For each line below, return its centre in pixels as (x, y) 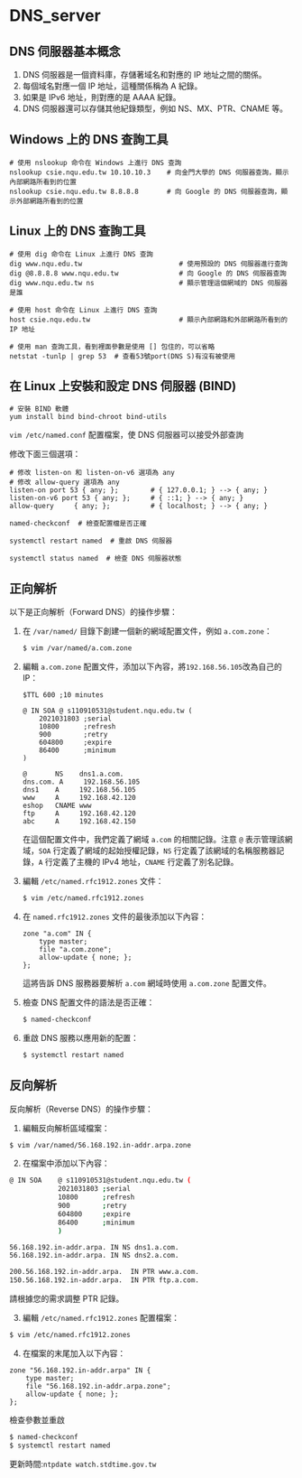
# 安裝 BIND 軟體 (39, 409)
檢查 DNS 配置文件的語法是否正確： (88, 1002)
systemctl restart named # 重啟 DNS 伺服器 (91, 541)
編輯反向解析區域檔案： (66, 1128)
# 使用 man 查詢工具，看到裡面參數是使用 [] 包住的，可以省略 (112, 347)
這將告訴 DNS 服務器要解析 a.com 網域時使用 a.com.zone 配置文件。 (147, 983)
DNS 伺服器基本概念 (65, 51)
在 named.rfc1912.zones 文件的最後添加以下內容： (114, 916)
